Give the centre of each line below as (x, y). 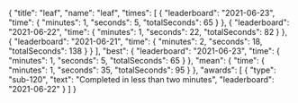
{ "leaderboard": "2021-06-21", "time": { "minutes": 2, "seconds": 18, (135, 41)
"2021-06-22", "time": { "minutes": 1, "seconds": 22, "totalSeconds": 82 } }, (148, 32)
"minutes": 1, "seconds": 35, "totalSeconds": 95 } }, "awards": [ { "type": (142, 70)
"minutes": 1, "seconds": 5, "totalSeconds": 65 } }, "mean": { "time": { (137, 60)
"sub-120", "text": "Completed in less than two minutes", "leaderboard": (142, 79)
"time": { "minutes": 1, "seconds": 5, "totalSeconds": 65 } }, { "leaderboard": (149, 22)
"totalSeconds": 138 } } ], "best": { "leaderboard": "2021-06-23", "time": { (144, 51)
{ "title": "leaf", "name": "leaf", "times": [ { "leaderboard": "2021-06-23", (142, 13)
